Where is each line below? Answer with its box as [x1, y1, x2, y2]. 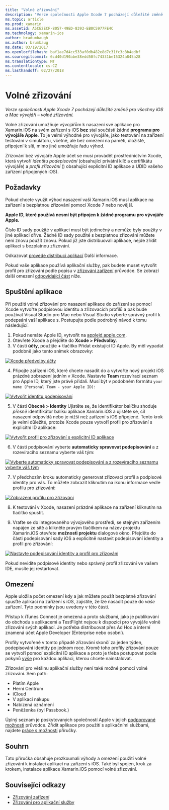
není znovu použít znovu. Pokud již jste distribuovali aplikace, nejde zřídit [5, 237, 157, 243]
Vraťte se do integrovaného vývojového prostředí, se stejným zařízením [12, 519, 161, 525]
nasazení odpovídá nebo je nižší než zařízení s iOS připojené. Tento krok [12, 413, 163, 420]
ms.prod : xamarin [5, 21, 42, 27]
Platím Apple [12, 680, 39, 686]
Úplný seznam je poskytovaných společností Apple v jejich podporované [5, 717, 156, 723]
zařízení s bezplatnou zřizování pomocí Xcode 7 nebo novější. [5, 202, 133, 208]
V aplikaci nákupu [12, 696, 50, 702]
